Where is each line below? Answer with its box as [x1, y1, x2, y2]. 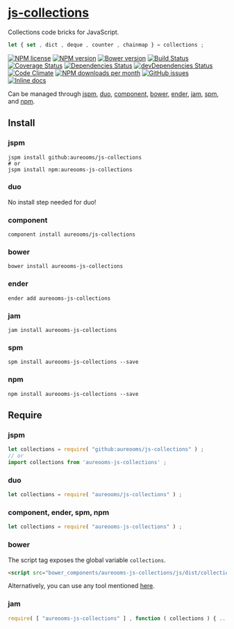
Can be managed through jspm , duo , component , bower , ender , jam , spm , [8, 89, 219, 98]
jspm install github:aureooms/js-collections [8, 154, 142, 161]
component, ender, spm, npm [8, 507, 110, 517]
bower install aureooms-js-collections [8, 263, 124, 270]
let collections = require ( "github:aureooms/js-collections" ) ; [8, 446, 204, 453]
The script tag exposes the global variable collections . [8, 555, 166, 564]
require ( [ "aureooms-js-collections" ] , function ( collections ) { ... [8, 614, 229, 622]
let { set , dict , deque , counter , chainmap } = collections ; [8, 41, 204, 48]
